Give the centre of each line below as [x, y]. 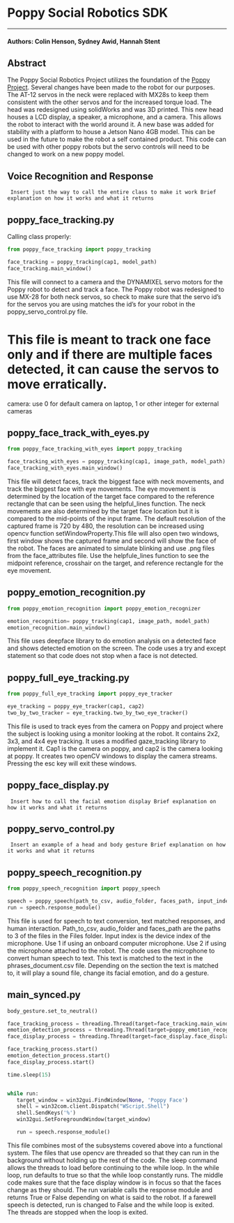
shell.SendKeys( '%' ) [46, 1113]
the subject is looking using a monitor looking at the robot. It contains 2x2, [114, 733]
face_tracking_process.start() [53, 1049]
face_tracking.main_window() [49, 268]
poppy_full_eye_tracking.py [69, 678]
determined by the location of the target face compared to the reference [111, 496]
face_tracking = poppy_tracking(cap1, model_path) [82, 262]
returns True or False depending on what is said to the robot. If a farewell [112, 1197]
